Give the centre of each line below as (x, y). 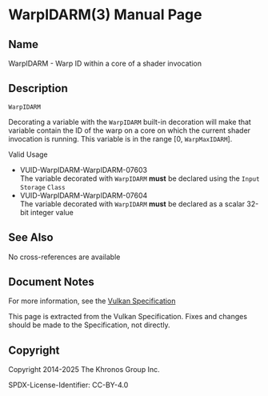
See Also (31, 238)
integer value (52, 212)
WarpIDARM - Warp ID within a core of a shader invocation (105, 63)
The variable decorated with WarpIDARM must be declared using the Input (140, 178)
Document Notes (51, 282)
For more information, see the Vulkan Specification (92, 301)
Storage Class (42, 187)
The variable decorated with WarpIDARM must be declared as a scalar (132, 204)
